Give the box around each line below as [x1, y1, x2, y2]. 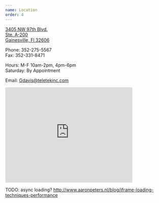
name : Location [5, 7, 38, 13]
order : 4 [5, 12, 24, 17]
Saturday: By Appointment [5, 67, 60, 74]
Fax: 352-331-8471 [5, 52, 45, 58]
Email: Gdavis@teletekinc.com [5, 77, 69, 83]
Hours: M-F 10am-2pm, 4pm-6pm [5, 62, 76, 68]
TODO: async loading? [5, 186, 52, 193]
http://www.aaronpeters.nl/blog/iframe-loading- [53, 186, 154, 193]
